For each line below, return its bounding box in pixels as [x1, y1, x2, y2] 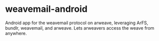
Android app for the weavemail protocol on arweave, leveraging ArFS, [5, 20, 149, 26]
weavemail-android [5, 3, 88, 15]
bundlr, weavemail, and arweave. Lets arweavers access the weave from [5, 25, 155, 31]
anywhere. [5, 30, 27, 36]
